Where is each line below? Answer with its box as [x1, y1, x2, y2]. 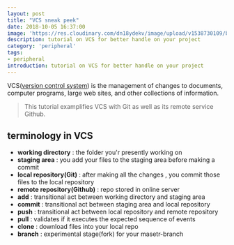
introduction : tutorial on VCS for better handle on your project [7, 62, 204, 69]
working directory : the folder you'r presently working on [17, 148, 182, 157]
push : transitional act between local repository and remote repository [17, 207, 219, 216]
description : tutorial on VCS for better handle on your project [7, 36, 201, 43]
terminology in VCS [7, 130, 93, 142]
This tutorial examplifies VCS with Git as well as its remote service [24, 102, 214, 110]
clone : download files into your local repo [17, 223, 139, 231]
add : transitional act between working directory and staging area [17, 193, 205, 201]
